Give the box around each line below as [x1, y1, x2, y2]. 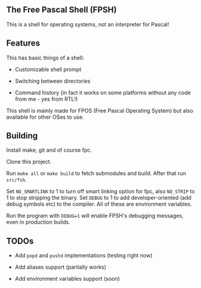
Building [6, 131, 38, 141]
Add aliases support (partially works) [14, 263, 107, 271]
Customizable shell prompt [14, 65, 82, 73]
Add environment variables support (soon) [14, 275, 120, 283]
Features [6, 38, 40, 49]
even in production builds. [6, 218, 71, 226]
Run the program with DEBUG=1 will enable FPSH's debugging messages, [6, 212, 184, 220]
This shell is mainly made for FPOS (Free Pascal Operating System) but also [6, 107, 194, 114]
